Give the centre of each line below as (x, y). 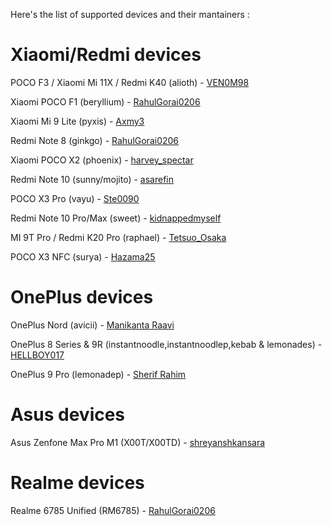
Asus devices (68, 415)
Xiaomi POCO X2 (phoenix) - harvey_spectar (102, 160)
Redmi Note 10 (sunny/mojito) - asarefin (92, 179)
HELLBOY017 (37, 355)
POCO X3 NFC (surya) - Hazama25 (83, 256)
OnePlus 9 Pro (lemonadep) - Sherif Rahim (98, 374)
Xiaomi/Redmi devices (106, 55)
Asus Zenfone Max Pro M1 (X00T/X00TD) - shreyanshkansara (138, 442)
